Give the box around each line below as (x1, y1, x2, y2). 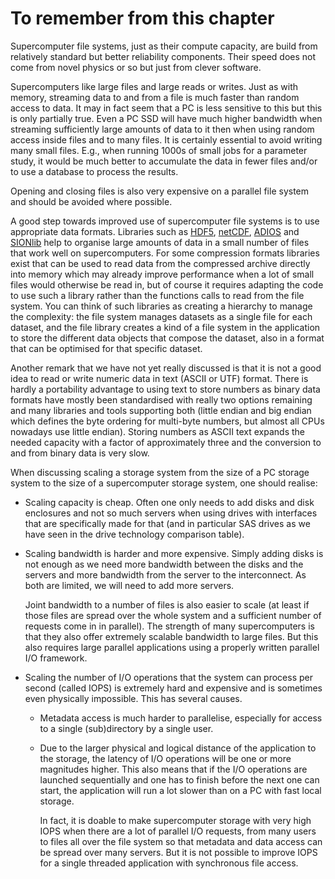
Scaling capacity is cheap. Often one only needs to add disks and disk (24, 496, 315, 508)
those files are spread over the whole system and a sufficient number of (24, 609, 322, 621)
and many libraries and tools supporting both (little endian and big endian (10, 404, 312, 416)
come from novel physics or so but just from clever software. (10, 61, 262, 73)
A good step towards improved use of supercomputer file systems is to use (10, 215, 320, 227)
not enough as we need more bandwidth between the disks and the (24, 558, 304, 570)
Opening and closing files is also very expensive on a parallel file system (10, 185, 310, 197)
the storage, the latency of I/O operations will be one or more (39, 752, 292, 764)
